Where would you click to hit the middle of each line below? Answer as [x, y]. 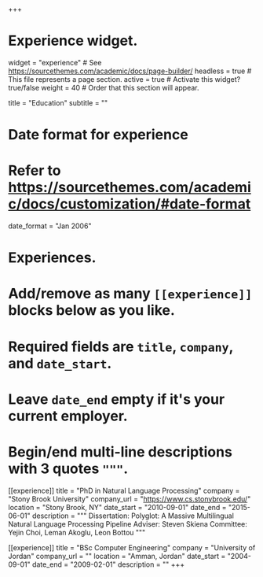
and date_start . [60, 363]
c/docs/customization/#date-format [130, 204]
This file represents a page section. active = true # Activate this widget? [124, 79]
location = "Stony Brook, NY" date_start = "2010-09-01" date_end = [117, 507]
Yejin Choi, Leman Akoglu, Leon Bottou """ [77, 532]
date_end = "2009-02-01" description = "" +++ [108, 564]
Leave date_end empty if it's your [117, 399]
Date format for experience [98, 135]
